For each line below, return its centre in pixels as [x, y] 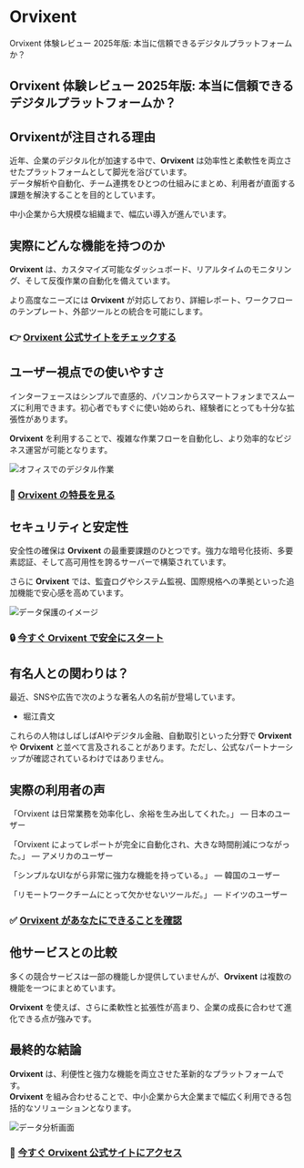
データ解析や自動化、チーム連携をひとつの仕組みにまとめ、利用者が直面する [152, 183]
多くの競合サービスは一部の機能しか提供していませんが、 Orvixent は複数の [151, 976]
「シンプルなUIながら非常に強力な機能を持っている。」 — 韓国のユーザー [145, 875]
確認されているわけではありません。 [101, 759]
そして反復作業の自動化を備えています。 [100, 281]
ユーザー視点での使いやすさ [87, 372]
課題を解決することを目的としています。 [85, 195]
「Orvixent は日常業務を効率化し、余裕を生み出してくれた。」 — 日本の [142, 814]
